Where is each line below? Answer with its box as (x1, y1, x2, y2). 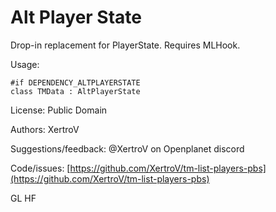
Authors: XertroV (10, 123, 80, 135)
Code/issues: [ (10, 162, 71, 174)
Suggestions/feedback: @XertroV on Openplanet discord (10, 142, 245, 155)
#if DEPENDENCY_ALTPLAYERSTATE (10, 77, 141, 88)
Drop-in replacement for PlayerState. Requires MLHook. (10, 39, 241, 51)
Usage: (10, 58, 40, 70)
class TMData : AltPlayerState (10, 86, 141, 96)
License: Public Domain (10, 104, 108, 116)
